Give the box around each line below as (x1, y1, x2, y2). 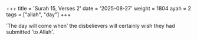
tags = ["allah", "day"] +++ (6, 11, 71, 18)
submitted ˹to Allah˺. (6, 28, 55, 35)
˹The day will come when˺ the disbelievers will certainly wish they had (6, 23, 175, 29)
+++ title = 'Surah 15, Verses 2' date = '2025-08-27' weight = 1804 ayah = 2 (6, 5, 192, 12)
